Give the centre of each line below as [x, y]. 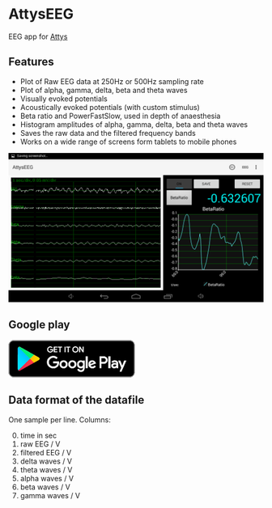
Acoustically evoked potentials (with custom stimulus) [110, 107]
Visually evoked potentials [64, 99]
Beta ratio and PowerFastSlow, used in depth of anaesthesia [120, 116]
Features [31, 62]
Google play [39, 325]
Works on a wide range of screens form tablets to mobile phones [128, 142]
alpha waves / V [47, 478]
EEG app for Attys [38, 36]
